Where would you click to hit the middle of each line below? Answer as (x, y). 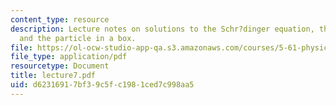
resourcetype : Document (60, 66)
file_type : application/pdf (69, 57)
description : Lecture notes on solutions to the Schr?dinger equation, (162, 29)
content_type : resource (60, 19)
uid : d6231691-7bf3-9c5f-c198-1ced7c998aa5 (102, 85)
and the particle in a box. (78, 38)
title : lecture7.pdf (53, 76)
